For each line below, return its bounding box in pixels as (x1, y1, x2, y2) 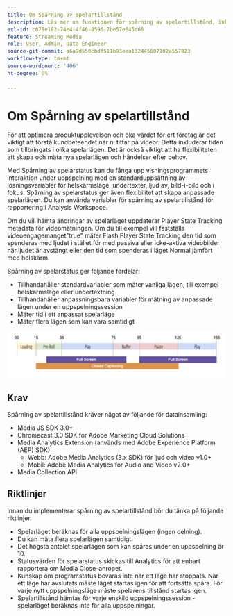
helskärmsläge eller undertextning (17, 288, 116, 297)
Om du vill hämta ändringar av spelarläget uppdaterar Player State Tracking (7, 217, 223, 225)
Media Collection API (17, 468, 78, 476)
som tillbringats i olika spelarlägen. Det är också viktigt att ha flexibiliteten (7, 146, 217, 154)
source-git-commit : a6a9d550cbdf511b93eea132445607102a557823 (7, 48, 191, 55)
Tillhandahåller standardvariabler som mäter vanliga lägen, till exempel (17, 281, 219, 289)
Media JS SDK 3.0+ (17, 424, 74, 432)
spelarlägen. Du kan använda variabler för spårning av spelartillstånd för (7, 196, 214, 204)
